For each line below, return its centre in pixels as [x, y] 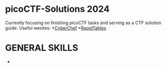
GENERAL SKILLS [42, 48]
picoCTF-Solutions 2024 [57, 9]
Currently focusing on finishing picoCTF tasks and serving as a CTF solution [83, 23]
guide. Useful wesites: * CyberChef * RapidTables [56, 28]
